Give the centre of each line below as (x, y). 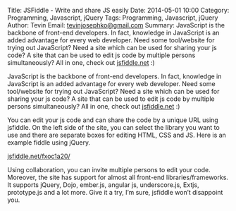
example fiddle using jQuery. (49, 143)
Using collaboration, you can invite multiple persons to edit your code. (109, 170)
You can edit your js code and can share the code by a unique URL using (113, 120)
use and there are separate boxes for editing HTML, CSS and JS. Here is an (117, 135)
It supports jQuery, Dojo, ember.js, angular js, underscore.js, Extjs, (103, 185)
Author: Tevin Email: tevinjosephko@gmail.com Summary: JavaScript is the (116, 25)
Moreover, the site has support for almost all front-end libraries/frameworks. (118, 177)
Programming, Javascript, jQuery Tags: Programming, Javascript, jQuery (113, 18)
